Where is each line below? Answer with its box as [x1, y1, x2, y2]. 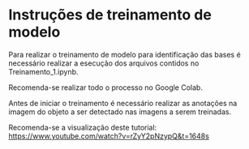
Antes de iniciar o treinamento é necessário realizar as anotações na [8, 98, 238, 108]
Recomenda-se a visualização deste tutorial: [8, 122, 157, 132]
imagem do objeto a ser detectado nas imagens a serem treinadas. [8, 107, 232, 117]
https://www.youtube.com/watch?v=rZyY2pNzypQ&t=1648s [8, 131, 209, 141]
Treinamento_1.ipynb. [8, 66, 79, 76]
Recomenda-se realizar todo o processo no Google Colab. [8, 83, 203, 92]
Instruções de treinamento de [8, 6, 213, 24]
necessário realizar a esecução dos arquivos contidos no [8, 58, 200, 68]
